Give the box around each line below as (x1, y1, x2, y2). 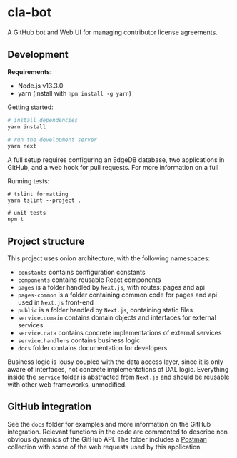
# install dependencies (7, 116, 79, 123)
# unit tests (7, 210, 46, 217)
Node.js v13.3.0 (17, 81, 64, 90)
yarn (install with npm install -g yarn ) (17, 88, 132, 97)
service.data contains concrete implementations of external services (17, 329, 222, 337)
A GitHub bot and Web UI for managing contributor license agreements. (7, 28, 218, 36)
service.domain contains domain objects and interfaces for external (17, 313, 216, 322)
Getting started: (7, 103, 54, 111)
